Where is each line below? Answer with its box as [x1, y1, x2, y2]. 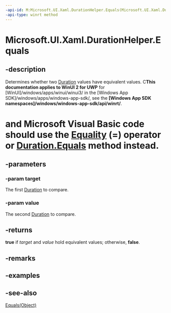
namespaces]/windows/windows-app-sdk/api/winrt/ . [5, 100, 122, 106]
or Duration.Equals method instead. [5, 139, 159, 151]
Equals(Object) [5, 302, 37, 308]
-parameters [5, 160, 46, 168]
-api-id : [5, 7, 24, 13]
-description [5, 65, 46, 74]
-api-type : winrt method [5, 12, 58, 17]
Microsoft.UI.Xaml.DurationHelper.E [5, 34, 161, 46]
